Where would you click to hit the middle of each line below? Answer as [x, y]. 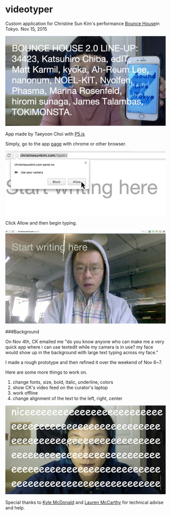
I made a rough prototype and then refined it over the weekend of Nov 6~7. [84, 362]
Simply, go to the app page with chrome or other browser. [66, 144]
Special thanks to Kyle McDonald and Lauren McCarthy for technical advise [84, 502]
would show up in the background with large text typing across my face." [82, 353]
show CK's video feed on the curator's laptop [60, 388]
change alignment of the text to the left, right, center [67, 399]
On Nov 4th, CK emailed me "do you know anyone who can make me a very [85, 342]
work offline [25, 393]
